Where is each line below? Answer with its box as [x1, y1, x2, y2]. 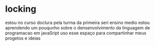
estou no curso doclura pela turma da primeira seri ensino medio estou [5, 20, 150, 25]
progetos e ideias [5, 35, 41, 41]
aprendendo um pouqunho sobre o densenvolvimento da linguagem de [5, 24, 150, 30]
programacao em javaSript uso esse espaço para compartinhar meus [5, 30, 147, 36]
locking [5, 3, 37, 15]
